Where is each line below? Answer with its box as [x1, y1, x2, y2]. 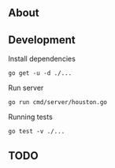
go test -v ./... [8, 128, 65, 136]
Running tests [8, 112, 53, 121]
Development [8, 33, 76, 47]
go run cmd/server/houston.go [8, 99, 108, 106]
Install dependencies [8, 54, 76, 64]
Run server [8, 83, 44, 93]
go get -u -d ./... [8, 69, 72, 77]
